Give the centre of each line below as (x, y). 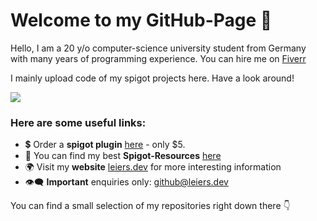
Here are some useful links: (78, 122)
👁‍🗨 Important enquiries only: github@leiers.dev (126, 182)
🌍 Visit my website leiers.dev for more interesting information (153, 167)
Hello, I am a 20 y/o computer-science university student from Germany (158, 48)
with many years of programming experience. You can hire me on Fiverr (158, 58)
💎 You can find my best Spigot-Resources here (123, 156)
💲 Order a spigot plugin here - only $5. (105, 145)
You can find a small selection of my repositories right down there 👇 (150, 206)
